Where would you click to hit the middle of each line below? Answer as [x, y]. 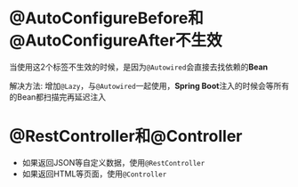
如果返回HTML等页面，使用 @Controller [94, 174]
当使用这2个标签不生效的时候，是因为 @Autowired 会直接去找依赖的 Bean [139, 67]
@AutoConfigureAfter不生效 [116, 41]
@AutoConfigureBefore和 [107, 18]
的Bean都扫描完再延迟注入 [58, 97]
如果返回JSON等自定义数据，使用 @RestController [113, 162]
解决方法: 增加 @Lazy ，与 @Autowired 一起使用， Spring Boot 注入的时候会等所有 [149, 85]
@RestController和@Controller [126, 137]
